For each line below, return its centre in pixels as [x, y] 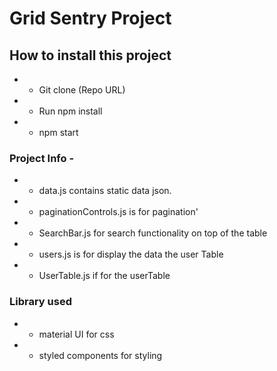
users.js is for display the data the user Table [131, 254]
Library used [40, 302]
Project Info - [42, 158]
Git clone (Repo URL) [82, 90]
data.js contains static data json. [105, 191]
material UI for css [76, 334]
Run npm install [70, 111]
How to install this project [90, 55]
